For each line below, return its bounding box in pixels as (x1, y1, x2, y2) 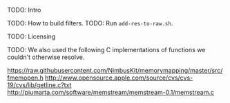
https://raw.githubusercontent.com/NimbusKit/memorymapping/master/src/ (7, 67, 223, 74)
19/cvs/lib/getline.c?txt (7, 81, 72, 89)
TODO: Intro (7, 6, 41, 14)
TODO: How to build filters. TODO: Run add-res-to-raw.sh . (7, 19, 173, 27)
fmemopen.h (7, 73, 44, 82)
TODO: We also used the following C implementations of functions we (7, 46, 206, 54)
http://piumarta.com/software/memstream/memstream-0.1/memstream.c (7, 89, 214, 96)
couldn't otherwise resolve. (7, 53, 85, 61)
